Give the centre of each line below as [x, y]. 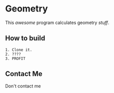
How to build [25, 38]
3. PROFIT [15, 58]
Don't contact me [23, 86]
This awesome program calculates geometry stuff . [57, 22]
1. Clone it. [19, 50]
